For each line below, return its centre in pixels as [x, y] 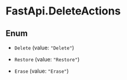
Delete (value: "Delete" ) [44, 48]
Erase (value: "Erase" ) [42, 71]
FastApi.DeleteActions [63, 11]
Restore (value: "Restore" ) [47, 59]
